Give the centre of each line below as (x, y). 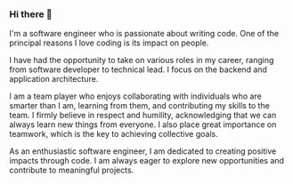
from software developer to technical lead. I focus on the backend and (138, 69)
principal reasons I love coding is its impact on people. (109, 43)
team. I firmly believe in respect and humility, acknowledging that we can (143, 116)
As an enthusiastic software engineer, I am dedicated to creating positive (143, 151)
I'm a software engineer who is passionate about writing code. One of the (144, 34)
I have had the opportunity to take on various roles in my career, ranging (142, 60)
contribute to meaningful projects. (72, 170)
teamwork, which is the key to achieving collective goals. (114, 134)
